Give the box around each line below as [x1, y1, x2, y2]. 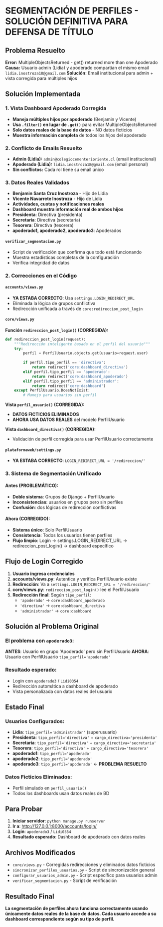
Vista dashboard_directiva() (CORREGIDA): [5, 426, 96, 432]
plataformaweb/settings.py [5, 447, 61, 452]
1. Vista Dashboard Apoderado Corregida [5, 105, 107, 112]
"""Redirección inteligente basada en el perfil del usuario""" [14, 341, 151, 346]
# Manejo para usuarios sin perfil [23, 392, 97, 397]
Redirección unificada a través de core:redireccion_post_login [12, 305, 143, 311]
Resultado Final [5, 892, 54, 900]
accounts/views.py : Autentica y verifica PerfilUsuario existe [12, 575, 137, 582]
